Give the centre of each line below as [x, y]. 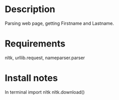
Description [30, 9]
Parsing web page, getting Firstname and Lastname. [59, 23]
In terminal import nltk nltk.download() [45, 92]
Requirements [35, 44]
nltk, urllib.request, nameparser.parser [45, 58]
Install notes [31, 78]
